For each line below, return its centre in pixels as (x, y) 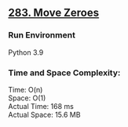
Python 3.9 (26, 52)
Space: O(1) (27, 98)
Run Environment (42, 35)
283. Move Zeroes (54, 13)
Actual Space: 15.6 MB (44, 114)
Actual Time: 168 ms (41, 106)
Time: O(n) (26, 89)
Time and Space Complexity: (64, 72)
